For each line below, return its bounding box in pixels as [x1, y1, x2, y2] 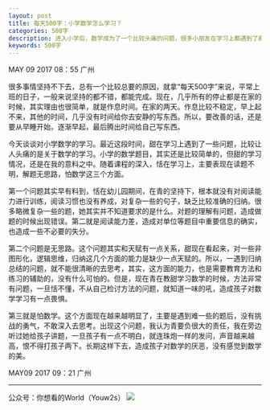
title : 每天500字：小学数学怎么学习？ [8, 19, 123, 27]
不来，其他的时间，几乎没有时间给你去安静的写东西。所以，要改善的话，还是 [8, 112, 262, 121]
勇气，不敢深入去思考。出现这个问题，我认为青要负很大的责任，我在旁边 [22, 321, 262, 330]
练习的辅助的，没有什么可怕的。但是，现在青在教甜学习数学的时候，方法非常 [8, 274, 262, 284]
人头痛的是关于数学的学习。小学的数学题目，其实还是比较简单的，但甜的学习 [8, 150, 262, 159]
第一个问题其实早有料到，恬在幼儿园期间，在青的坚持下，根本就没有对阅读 [8, 187, 255, 196]
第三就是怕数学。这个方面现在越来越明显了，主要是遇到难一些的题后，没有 [8, 311, 255, 321]
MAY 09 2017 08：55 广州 [8, 65, 95, 75]
